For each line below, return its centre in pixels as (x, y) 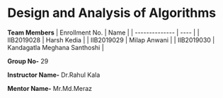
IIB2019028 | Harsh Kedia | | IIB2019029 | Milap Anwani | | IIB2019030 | (111, 39)
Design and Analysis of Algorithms (112, 13)
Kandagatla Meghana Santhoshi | (56, 47)
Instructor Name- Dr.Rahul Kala (54, 75)
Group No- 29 (28, 61)
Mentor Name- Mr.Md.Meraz (50, 88)
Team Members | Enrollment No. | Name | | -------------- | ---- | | (103, 32)
